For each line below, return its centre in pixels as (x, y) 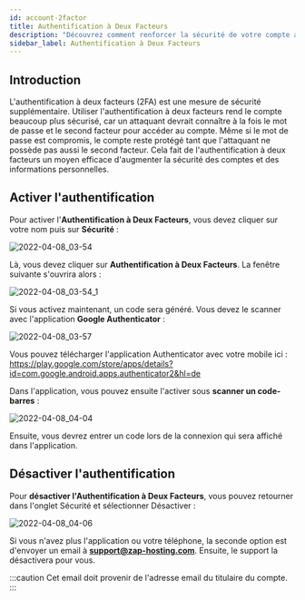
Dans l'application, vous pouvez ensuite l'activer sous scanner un (133, 390)
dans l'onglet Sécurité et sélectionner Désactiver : (103, 506)
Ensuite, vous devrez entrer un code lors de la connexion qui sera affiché (146, 436)
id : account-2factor (49, 18)
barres (22, 400)
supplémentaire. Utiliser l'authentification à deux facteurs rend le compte (146, 112)
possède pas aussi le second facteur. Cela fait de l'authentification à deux (148, 150)
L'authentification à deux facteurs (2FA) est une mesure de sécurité (135, 102)
